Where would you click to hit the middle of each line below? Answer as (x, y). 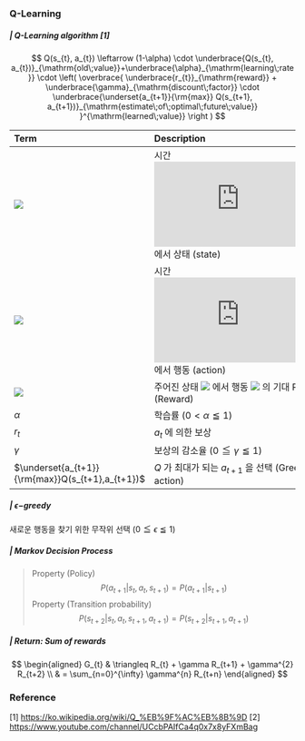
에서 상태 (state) (187, 254)
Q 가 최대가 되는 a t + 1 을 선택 (213, 469)
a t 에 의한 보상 (182, 433)
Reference (33, 697)
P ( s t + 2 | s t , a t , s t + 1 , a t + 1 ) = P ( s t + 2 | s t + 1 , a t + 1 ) (164, 619)
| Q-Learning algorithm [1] (60, 35)
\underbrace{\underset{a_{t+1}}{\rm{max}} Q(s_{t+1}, (152, 96)
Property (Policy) (63, 574)
